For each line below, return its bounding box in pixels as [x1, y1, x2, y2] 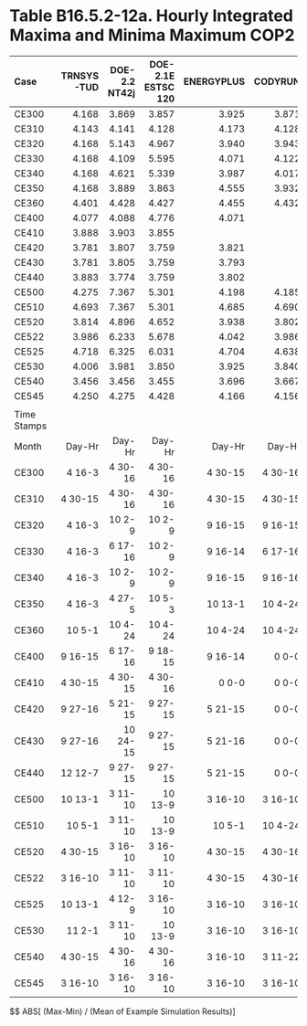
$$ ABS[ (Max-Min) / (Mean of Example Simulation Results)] [9, 1006, 236, 1017]
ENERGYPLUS [183, 75, 245, 88]
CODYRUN [253, 75, 301, 88]
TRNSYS [60, 69, 99, 82]
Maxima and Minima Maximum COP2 [9, 25, 295, 46]
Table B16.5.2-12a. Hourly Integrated [9, 5, 294, 26]
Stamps [14, 419, 48, 432]
